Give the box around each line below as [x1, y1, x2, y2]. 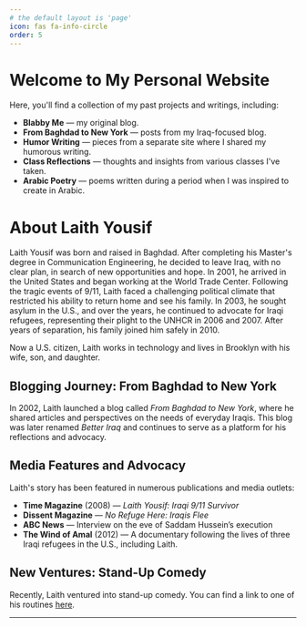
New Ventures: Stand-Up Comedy [9, 565, 207, 581]
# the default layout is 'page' [9, 13, 132, 23]
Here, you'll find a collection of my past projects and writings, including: [9, 99, 280, 110]
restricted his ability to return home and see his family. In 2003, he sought [9, 295, 287, 306]
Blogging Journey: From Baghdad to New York [9, 378, 278, 394]
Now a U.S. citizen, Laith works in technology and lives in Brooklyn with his [9, 343, 291, 354]
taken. [22, 166, 47, 177]
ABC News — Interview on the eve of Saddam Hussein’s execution [22, 519, 273, 529]
